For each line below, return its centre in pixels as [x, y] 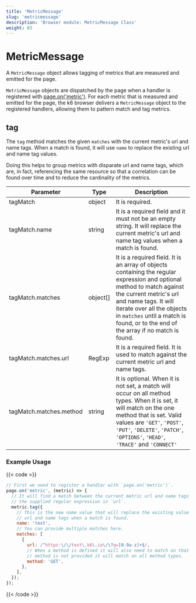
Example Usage [29, 462]
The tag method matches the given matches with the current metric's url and [97, 141]
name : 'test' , [34, 524]
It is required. [134, 202]
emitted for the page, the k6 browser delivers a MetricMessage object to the [96, 103]
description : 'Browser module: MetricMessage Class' [71, 22]
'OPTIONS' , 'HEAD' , [141, 437]
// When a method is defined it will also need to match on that [108, 550]
